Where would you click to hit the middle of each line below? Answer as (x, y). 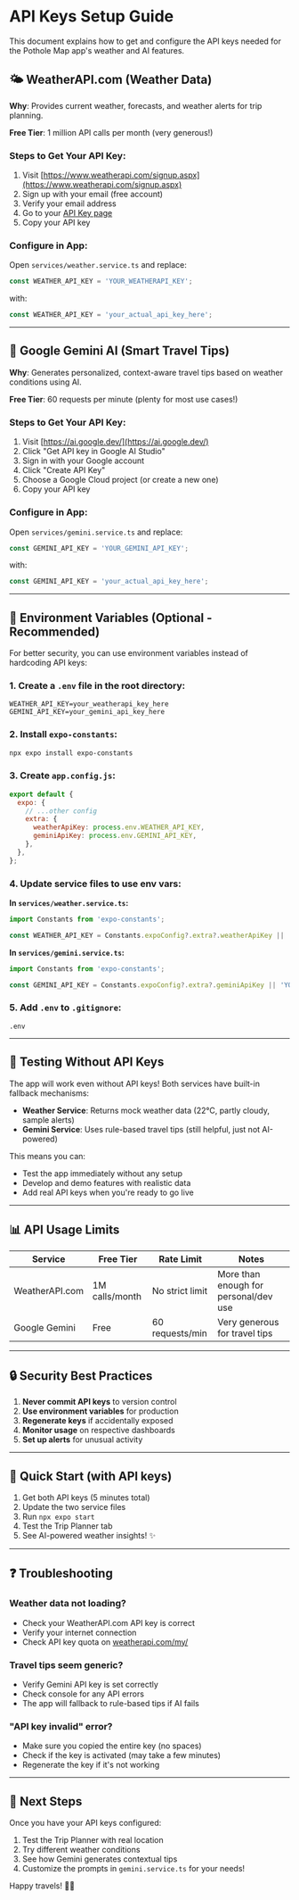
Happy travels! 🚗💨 (42, 1886)
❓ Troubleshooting (61, 1574)
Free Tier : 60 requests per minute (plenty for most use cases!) (124, 399)
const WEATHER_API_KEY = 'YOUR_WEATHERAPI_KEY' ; (101, 282)
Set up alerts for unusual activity (82, 1440)
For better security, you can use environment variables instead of (129, 653)
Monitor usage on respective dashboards (99, 1431)
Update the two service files (74, 1507)
